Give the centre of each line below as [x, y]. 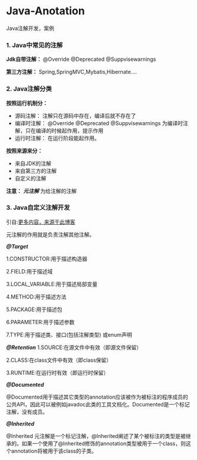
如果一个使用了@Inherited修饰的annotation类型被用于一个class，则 [104, 443]
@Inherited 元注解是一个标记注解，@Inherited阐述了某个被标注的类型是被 [96, 436]
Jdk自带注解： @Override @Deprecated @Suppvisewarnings [81, 59]
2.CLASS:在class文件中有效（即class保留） [59, 360]
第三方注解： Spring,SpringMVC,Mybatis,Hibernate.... [72, 72]
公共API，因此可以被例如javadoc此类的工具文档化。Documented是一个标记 [98, 404]
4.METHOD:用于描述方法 [36, 297]
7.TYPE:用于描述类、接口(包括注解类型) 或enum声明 [69, 334]
